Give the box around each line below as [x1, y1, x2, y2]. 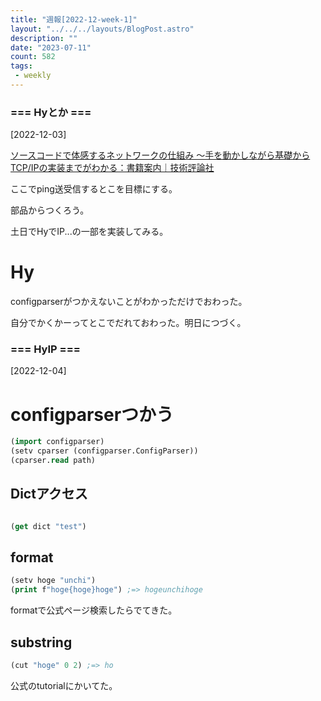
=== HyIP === [10, 342, 81, 356]
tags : [10, 61, 33, 71]
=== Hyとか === [10, 105, 92, 119]
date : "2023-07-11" [10, 42, 92, 53]
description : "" [10, 33, 78, 43]
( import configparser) [10, 437, 105, 447]
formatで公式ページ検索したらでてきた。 [10, 604, 178, 616]
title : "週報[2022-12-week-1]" [10, 14, 138, 25]
